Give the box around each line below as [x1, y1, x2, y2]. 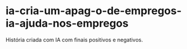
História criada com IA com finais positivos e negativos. [5, 36, 144, 43]
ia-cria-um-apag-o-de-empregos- [5, 4, 182, 18]
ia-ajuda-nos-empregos [5, 17, 129, 30]
